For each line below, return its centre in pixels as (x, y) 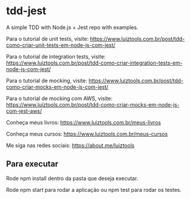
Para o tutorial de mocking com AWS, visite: (59, 98)
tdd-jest (26, 11)
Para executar (32, 164)
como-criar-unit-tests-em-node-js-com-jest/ (61, 45)
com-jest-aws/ (24, 111)
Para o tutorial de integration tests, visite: (56, 56)
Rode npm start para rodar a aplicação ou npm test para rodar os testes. (94, 190)
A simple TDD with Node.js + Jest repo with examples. (72, 27)
